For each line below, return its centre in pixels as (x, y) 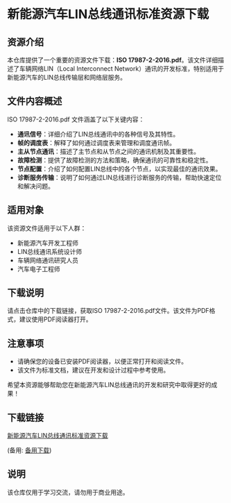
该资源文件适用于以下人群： (47, 228)
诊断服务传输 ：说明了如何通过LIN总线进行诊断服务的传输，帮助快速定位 (119, 177)
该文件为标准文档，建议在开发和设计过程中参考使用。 (93, 370)
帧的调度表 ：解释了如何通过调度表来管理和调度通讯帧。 (96, 142)
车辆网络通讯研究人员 (48, 260)
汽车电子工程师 (38, 268)
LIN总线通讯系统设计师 (50, 251)
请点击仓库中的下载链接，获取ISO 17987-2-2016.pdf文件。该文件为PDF (108, 311)
